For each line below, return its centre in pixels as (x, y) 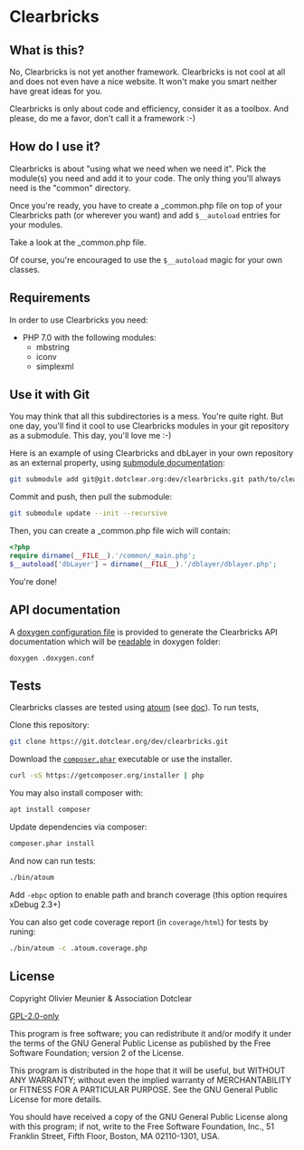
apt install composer (50, 810)
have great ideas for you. (56, 91)
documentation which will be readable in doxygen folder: (115, 642)
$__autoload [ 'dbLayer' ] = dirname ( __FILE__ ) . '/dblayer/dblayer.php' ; (143, 564)
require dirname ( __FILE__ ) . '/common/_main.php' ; (103, 556)
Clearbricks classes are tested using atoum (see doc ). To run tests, (134, 708)
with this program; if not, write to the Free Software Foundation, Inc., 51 (142, 1126)
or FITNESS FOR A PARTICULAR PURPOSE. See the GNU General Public (144, 1089)
